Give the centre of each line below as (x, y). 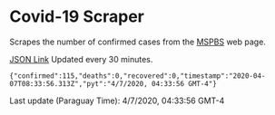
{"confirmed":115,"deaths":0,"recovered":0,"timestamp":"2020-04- (137, 76)
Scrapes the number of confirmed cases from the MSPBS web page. (137, 42)
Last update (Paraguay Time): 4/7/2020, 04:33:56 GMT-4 (117, 101)
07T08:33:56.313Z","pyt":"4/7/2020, (79, 83)
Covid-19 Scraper (77, 17)
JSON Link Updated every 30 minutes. (81, 59)
